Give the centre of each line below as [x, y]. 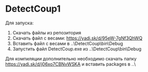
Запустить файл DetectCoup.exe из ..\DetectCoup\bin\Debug [77, 49]
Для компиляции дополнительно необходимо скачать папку [71, 58]
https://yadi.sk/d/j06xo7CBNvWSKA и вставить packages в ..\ [70, 64]
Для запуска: [20, 23]
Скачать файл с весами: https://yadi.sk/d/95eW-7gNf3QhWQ [78, 38]
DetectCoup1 [33, 9]
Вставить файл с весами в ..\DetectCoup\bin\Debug [68, 43]
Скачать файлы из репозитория [47, 32]
